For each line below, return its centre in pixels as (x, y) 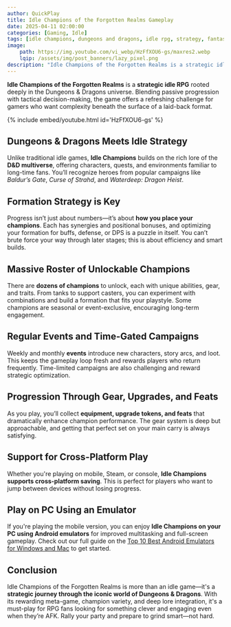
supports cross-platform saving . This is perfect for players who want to (110, 481)
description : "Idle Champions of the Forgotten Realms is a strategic (110, 65)
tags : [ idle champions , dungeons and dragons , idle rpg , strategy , (106, 39)
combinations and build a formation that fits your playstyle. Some (99, 300)
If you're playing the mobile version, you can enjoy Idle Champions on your (114, 526)
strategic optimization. (39, 375)
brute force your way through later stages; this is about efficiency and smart (115, 240)
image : (16, 45)
